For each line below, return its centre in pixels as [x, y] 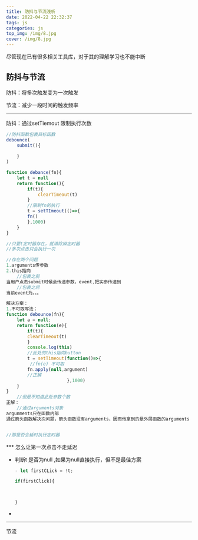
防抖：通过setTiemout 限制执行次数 [49, 123]
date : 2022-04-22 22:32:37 [39, 17]
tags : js [17, 22]
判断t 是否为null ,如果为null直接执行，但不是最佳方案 [78, 460]
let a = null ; [34, 320]
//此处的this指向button [54, 353]
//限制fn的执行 [44, 206]
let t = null [33, 178]
